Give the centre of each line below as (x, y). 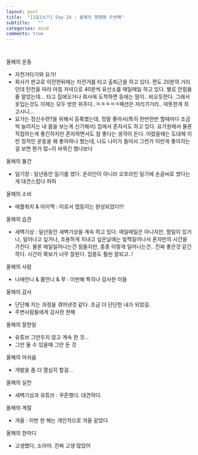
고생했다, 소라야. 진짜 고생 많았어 (52, 445)
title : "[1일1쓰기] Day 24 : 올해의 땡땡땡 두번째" (65, 17)
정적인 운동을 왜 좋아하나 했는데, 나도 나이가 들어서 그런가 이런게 (95, 141)
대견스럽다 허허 (39, 181)
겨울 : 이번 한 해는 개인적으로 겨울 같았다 (61, 421)
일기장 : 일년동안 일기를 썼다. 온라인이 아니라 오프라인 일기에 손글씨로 (95, 174)
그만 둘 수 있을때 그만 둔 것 (46, 345)
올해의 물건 (19, 162)
